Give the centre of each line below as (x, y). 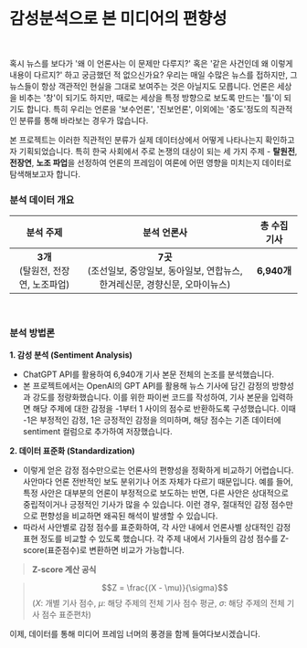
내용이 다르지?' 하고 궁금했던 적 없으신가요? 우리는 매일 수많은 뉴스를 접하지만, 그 (153, 75)
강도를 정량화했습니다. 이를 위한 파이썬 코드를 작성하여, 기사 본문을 (151, 397)
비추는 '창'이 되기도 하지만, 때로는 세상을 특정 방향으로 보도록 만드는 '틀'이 (150, 98)
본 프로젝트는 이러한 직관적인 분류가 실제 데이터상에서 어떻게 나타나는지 (136, 140)
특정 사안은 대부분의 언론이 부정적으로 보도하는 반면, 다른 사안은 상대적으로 (156, 493)
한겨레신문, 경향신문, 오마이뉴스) (165, 285)
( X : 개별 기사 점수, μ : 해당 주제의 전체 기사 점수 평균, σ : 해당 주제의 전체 (158, 602)
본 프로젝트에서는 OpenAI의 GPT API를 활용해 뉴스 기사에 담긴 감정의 (146, 385)
